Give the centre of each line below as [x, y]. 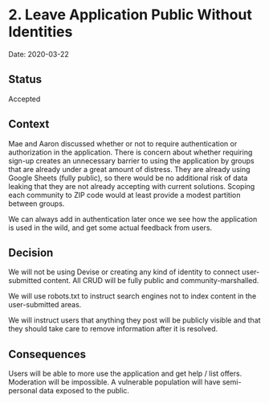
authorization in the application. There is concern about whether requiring [130, 152]
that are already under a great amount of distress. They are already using [129, 169]
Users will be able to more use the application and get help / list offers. [125, 374]
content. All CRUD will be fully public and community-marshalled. [151, 281]
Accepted [24, 99]
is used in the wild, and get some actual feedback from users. [110, 228]
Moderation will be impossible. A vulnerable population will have [114, 382]
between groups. [37, 204]
